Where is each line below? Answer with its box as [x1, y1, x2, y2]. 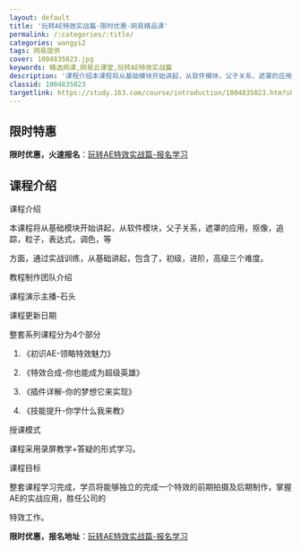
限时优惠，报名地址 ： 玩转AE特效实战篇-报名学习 [9, 531, 188, 542]
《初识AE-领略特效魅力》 [21, 348, 116, 359]
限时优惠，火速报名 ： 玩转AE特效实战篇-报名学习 [9, 149, 188, 160]
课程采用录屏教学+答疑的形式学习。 [9, 443, 141, 454]
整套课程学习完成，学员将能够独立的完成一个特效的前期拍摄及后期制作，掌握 [9, 482, 292, 493]
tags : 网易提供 [9, 47, 61, 56]
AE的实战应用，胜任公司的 [9, 493, 107, 503]
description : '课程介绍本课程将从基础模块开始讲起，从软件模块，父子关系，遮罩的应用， [9, 72, 299, 81]
